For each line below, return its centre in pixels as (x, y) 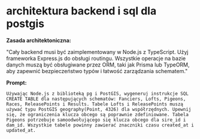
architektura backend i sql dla (81, 11)
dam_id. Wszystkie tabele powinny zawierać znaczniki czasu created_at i (100, 125)
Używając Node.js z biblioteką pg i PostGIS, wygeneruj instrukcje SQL (97, 93)
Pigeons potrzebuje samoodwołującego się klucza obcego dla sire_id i (96, 120)
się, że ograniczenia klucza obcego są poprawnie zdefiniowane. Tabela (97, 114)
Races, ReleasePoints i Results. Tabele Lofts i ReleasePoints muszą (95, 104)
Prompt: (16, 83)
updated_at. (21, 130)
